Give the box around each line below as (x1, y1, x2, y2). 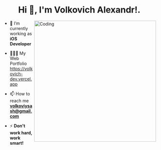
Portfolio (9, 60, 27, 66)
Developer (9, 41, 32, 46)
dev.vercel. (9, 76, 32, 82)
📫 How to (9, 90, 30, 96)
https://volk (9, 65, 33, 72)
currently (9, 25, 28, 31)
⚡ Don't (9, 123, 25, 129)
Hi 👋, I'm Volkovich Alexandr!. (18, 4, 141, 15)
